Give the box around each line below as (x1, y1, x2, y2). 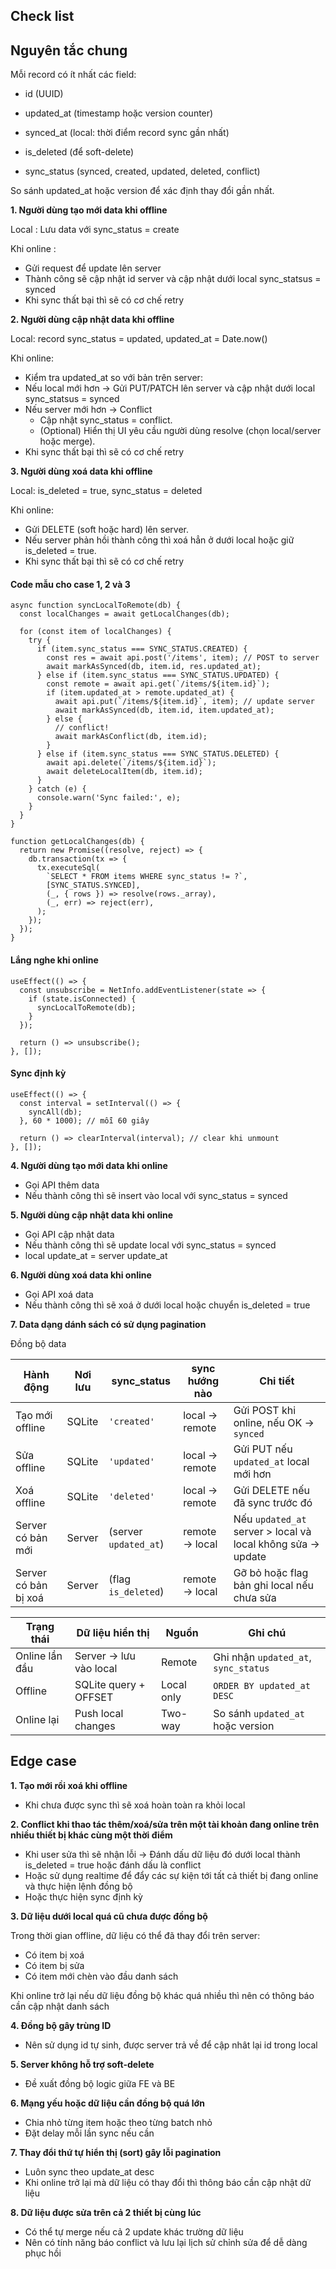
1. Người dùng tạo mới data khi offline (10, 204, 168, 216)
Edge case (10, 1753, 77, 1770)
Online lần (15, 1649, 63, 1663)
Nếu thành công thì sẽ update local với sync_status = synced (24, 1239, 277, 1251)
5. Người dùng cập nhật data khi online (10, 1209, 174, 1221)
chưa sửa (233, 1590, 277, 1604)
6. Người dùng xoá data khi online (10, 1269, 152, 1281)
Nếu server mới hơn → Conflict (24, 404, 153, 416)
